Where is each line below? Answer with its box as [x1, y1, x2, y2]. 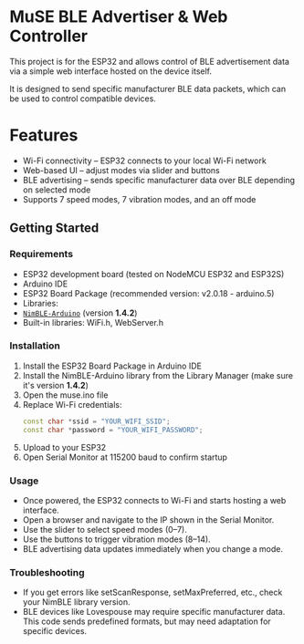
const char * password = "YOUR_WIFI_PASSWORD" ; [22, 425, 204, 434]
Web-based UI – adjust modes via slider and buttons [22, 164, 221, 175]
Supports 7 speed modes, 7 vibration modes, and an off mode [22, 193, 257, 204]
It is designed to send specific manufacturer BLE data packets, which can [9, 83, 286, 94]
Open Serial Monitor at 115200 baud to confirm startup [22, 452, 228, 462]
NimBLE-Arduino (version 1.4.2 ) [22, 307, 138, 318]
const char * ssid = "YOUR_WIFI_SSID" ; [22, 417, 171, 426]
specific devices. [22, 626, 88, 637]
